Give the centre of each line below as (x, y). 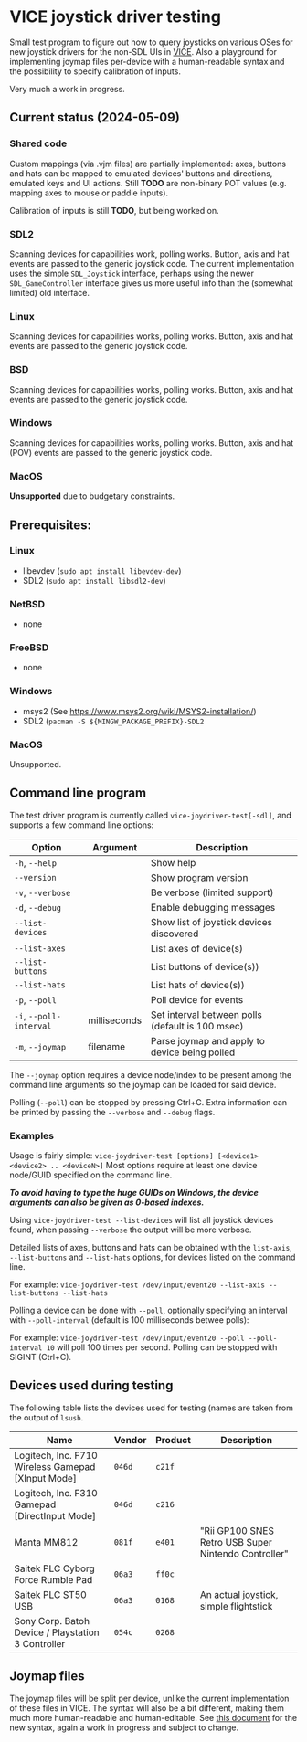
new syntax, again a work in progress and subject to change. (124, 1727)
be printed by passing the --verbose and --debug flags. (112, 1112)
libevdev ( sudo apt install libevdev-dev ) (102, 570)
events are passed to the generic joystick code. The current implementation (152, 263)
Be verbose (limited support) (212, 892)
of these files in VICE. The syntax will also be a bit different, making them (147, 1708)
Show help (173, 862)
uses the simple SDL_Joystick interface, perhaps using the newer (132, 273)
